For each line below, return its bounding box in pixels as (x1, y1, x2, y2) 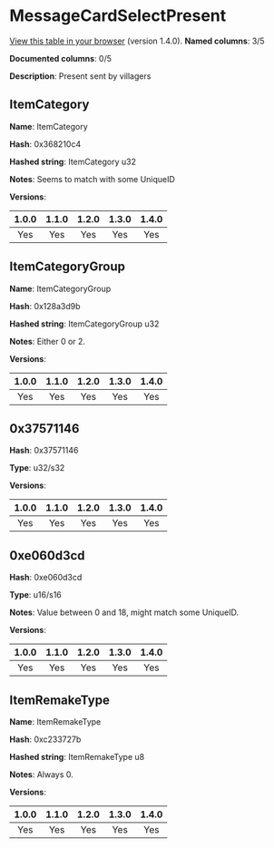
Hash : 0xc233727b (9, 734, 82, 745)
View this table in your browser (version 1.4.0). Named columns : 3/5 (9, 35, 265, 46)
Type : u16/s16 (9, 590, 62, 600)
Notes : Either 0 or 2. (9, 336, 86, 346)
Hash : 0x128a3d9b (9, 300, 81, 311)
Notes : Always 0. (9, 769, 74, 780)
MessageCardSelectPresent (9, 5, 227, 26)
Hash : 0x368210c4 (9, 138, 82, 150)
